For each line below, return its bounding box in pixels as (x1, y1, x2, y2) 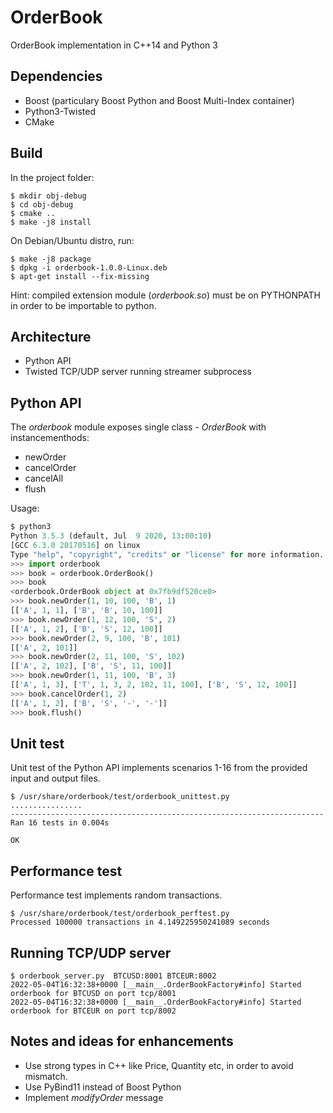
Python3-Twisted (24, 105, 96, 117)
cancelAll (24, 472, 64, 485)
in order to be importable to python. (10, 299, 157, 311)
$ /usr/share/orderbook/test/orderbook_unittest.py (10, 792, 230, 802)
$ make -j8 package (10, 254, 92, 264)
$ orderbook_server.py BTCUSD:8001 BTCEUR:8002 (10, 971, 217, 981)
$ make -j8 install (10, 217, 92, 227)
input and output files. (10, 772, 101, 785)
